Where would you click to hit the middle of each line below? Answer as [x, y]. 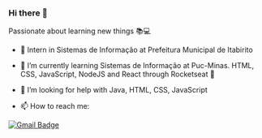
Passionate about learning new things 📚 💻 [80, 31]
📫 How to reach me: [55, 106]
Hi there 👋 [28, 13]
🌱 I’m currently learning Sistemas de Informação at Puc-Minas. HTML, [137, 66]
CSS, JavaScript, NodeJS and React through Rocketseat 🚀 [117, 74]
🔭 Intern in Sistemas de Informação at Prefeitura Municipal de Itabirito [136, 50]
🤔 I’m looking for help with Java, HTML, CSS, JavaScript [114, 90]
